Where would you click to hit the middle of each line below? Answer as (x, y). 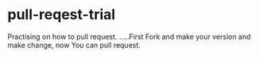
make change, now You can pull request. (74, 44)
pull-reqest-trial (62, 15)
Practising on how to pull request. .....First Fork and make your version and (129, 37)
